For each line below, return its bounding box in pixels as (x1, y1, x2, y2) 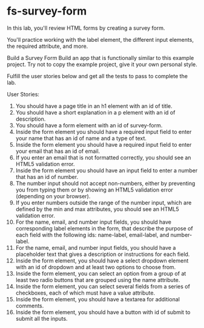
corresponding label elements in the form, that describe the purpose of (15, 224, 193, 232)
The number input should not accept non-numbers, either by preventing (15, 179, 196, 187)
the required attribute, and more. (7, 42, 88, 50)
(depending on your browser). (15, 192, 91, 199)
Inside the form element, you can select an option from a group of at (15, 270, 186, 277)
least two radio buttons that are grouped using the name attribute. (15, 276, 180, 283)
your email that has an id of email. (15, 147, 100, 155)
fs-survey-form (7, 4, 87, 18)
